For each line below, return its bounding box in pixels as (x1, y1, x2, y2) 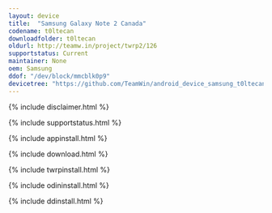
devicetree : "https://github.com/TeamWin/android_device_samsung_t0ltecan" (8, 79, 270, 87)
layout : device (8, 11, 60, 20)
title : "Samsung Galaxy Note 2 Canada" (8, 19, 147, 28)
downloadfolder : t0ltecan (8, 34, 96, 43)
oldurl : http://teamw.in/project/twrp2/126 (8, 42, 158, 50)
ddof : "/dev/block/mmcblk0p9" (8, 72, 111, 80)
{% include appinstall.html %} (8, 133, 108, 143)
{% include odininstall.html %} (8, 180, 109, 190)
